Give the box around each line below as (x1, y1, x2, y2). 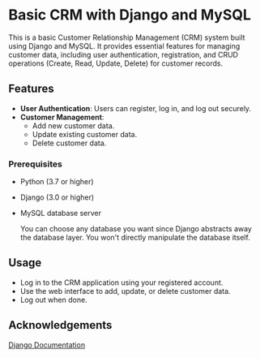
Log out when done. (19, 295, 87, 304)
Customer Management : (19, 112, 104, 122)
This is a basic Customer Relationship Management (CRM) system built (8, 32, 245, 42)
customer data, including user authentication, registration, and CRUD (8, 50, 239, 59)
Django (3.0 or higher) (19, 192, 95, 202)
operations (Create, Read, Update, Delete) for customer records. (8, 58, 224, 68)
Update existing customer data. (32, 129, 138, 139)
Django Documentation (8, 339, 86, 350)
